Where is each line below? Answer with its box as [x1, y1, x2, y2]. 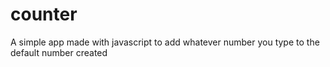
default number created [10, 46, 108, 58]
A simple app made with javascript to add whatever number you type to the [10, 36, 320, 48]
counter [10, 3, 78, 26]
